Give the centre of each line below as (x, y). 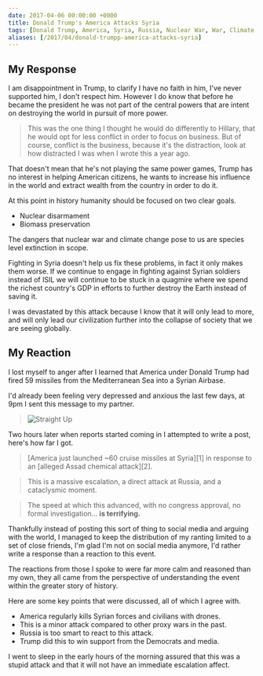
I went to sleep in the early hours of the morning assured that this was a (124, 656)
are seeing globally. (40, 329)
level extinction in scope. (48, 248)
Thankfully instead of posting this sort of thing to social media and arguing (128, 528)
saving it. (23, 296)
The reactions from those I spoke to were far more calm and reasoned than (130, 569)
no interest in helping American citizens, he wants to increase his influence (129, 177)
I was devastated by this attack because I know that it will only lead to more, (131, 312)
